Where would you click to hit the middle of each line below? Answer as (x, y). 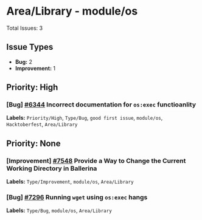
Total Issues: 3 (25, 28)
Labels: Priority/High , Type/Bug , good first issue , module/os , (85, 118)
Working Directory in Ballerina (52, 168)
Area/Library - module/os (72, 11)
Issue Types (30, 47)
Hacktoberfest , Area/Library (42, 124)
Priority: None (33, 143)
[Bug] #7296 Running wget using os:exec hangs (77, 198)
